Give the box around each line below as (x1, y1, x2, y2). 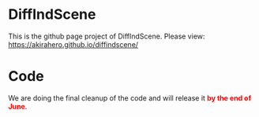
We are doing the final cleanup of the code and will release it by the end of (8, 93, 252, 103)
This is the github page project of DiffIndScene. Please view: (8, 31, 205, 41)
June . (8, 101, 28, 111)
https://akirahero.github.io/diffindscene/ (8, 39, 139, 49)
